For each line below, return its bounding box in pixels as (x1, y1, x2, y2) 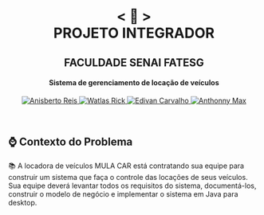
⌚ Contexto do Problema (8, 135, 133, 149)
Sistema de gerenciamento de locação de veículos (49, 78, 219, 88)
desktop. (8, 197, 37, 207)
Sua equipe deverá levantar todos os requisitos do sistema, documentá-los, (8, 181, 257, 190)
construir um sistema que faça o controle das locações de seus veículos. (8, 172, 249, 182)
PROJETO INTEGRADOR (53, 24, 215, 42)
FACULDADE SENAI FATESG (63, 56, 205, 69)
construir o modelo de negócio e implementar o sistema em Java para (8, 189, 238, 198)
